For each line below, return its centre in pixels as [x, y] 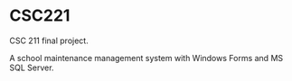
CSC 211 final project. [49, 40]
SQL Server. [32, 67]
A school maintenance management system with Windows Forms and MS [146, 58]
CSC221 [40, 16]
